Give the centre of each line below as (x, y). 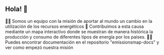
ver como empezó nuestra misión (39, 47)
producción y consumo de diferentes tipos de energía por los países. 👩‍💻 (79, 37)
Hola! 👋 (17, 9)
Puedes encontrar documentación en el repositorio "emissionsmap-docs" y (82, 42)
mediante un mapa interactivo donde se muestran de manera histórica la (79, 31)
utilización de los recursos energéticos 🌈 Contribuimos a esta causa (75, 26)
